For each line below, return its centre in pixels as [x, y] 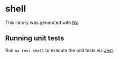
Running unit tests [35, 38]
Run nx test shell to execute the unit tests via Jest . [60, 50]
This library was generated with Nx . [42, 22]
